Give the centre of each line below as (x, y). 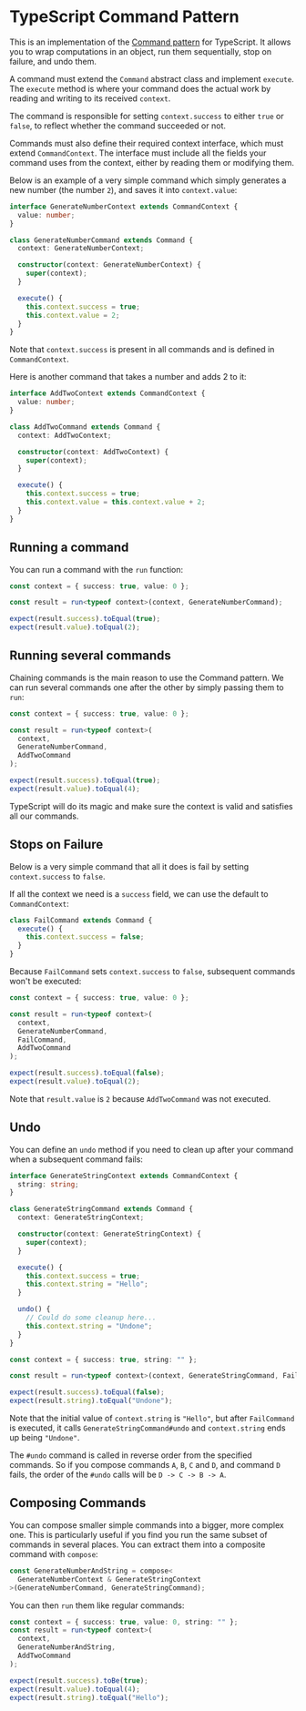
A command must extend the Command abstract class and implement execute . (152, 78)
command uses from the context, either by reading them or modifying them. (152, 162)
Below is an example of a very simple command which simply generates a (148, 180)
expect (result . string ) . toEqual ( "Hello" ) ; (89, 1697)
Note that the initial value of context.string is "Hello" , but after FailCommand (152, 1419)
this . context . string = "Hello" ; (87, 1284)
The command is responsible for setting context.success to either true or (147, 116)
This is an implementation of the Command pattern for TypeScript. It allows (150, 42)
